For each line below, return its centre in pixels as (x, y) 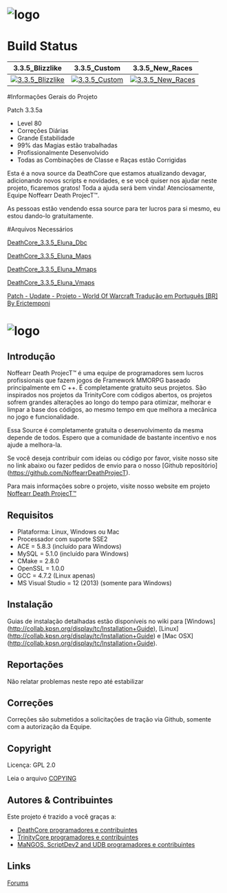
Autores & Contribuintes (60, 800)
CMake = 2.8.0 (38, 560)
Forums (18, 883)
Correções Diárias (43, 131)
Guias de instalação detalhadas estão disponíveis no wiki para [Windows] (111, 621)
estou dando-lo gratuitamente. (51, 216)
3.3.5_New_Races (163, 68)
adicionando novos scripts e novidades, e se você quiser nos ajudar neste (112, 181)
